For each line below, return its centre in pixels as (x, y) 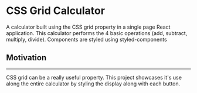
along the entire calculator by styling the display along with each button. (93, 84)
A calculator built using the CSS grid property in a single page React (88, 27)
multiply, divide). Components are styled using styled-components (86, 39)
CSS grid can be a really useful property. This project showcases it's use (94, 77)
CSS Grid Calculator (56, 11)
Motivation (26, 58)
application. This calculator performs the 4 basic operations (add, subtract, (97, 33)
